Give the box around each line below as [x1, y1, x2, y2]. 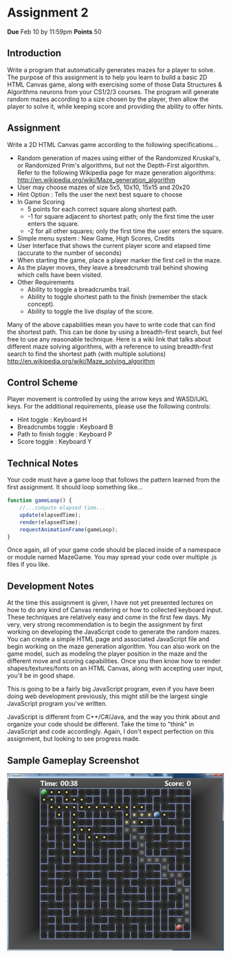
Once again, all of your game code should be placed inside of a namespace [7, 546, 221, 554]
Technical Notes [7, 457, 79, 469]
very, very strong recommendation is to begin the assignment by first [7, 621, 203, 629]
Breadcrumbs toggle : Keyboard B [16, 423, 113, 431]
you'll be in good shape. [7, 671, 76, 680]
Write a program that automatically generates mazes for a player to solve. [7, 65, 215, 74]
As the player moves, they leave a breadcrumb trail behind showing [16, 263, 208, 271]
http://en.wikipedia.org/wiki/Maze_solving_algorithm [7, 357, 155, 365]
